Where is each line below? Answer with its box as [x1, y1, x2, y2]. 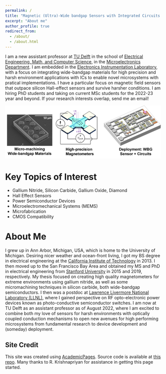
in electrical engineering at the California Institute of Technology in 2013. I [5, 258, 156, 264]
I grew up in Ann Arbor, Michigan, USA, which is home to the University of [5, 247, 156, 253]
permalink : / [5, 8, 32, 13]
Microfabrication [12, 208, 46, 215]
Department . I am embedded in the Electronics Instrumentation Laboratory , [5, 64, 158, 70]
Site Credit [5, 340, 39, 349]
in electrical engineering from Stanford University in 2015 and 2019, [5, 269, 142, 275]
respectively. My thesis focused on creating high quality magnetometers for [5, 274, 160, 280]
